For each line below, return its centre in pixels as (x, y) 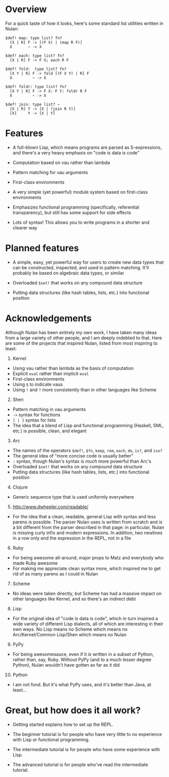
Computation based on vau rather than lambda (61, 162)
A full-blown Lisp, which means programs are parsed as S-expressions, (87, 147)
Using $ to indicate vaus (38, 384)
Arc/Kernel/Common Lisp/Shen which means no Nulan (69, 634)
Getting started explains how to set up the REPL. (63, 724)
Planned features (42, 248)
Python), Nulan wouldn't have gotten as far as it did (66, 665)
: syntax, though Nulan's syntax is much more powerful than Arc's (82, 461)
